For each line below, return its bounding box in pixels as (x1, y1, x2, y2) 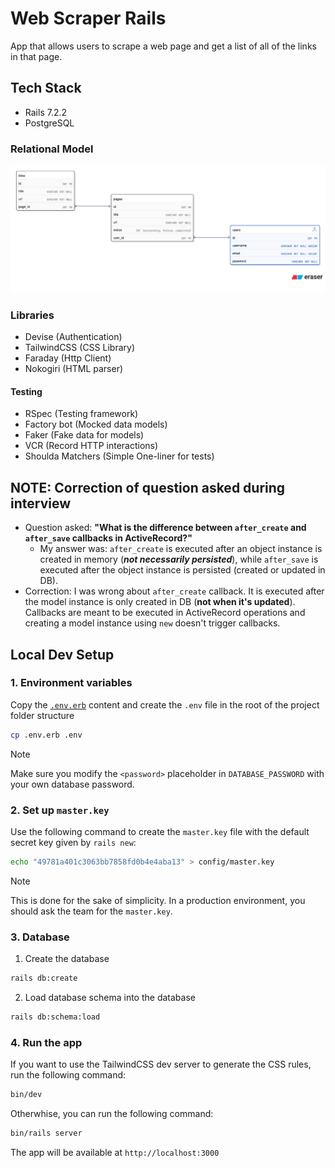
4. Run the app (10, 1035, 83, 1049)
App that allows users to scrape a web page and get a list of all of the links (10, 40, 317, 52)
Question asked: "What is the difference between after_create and (24, 522, 307, 534)
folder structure (10, 709, 75, 721)
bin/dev (10, 1090, 43, 1100)
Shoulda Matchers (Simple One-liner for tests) (24, 450, 215, 462)
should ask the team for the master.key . (10, 905, 173, 917)
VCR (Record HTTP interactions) (24, 440, 159, 452)
